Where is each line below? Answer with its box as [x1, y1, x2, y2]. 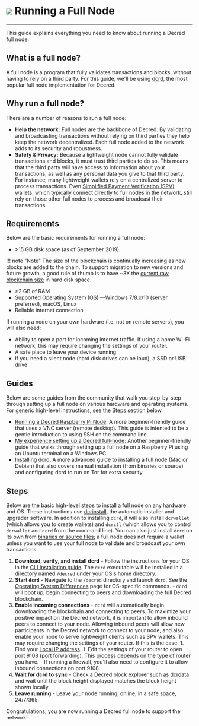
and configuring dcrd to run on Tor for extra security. [14, 469, 144, 476]
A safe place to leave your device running [14, 348, 117, 356]
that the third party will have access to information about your [14, 163, 166, 170]
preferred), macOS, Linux [14, 300, 77, 307]
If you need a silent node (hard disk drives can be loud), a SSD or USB [14, 355, 187, 362]
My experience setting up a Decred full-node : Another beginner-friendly [14, 437, 191, 445]
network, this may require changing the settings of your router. [14, 343, 168, 350]
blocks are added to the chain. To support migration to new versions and [6, 264, 184, 271]
